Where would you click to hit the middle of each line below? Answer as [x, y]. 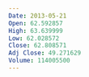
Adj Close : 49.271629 [45, 53]
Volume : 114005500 [39, 61]
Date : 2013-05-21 [38, 16]
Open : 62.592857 [36, 23]
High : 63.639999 [36, 30]
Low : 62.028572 [34, 38]
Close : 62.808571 [38, 46]
